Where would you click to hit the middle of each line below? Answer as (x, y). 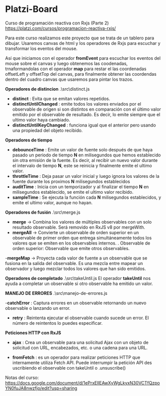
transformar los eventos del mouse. (41, 48)
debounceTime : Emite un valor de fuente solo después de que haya (82, 149)
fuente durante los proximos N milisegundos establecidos (71, 181)
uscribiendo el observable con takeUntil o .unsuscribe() (69, 368)
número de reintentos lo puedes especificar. (57, 323)
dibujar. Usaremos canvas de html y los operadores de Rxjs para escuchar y (83, 43)
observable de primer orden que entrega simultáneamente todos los (82, 238)
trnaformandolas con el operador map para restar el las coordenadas (76, 69)
